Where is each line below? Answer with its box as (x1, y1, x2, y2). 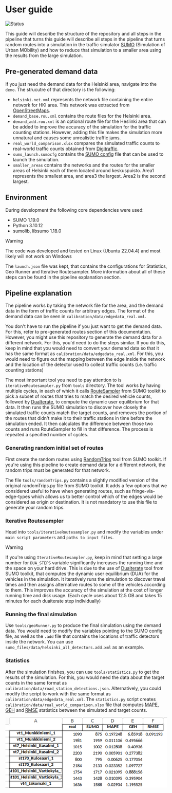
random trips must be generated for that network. (5, 467, 110, 473)
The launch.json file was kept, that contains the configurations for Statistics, (5, 263, 167, 269)
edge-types (5, 493, 30, 500)
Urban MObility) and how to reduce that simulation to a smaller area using (5, 47, 162, 53)
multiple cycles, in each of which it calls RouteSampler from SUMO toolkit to (5, 388, 166, 394)
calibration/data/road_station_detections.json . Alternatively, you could (5, 685, 161, 691)
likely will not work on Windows (5, 253, 72, 259)
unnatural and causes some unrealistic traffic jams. (12, 135, 121, 141)
